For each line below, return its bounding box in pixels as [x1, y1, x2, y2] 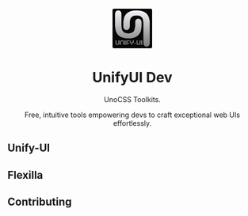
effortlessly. [113, 118, 152, 127]
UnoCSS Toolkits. [103, 94, 162, 104]
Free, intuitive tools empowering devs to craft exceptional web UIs [24, 110, 241, 119]
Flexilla [7, 168, 44, 182]
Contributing [7, 195, 72, 209]
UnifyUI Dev [92, 69, 173, 87]
